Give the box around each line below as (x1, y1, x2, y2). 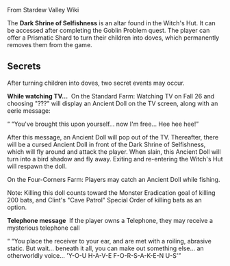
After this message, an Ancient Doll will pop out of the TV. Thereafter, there (7, 133, 219, 141)
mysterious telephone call (7, 224, 80, 232)
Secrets (7, 61, 41, 72)
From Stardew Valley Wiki (7, 6, 79, 14)
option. (7, 203, 27, 211)
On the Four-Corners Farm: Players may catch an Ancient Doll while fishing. (7, 175, 220, 183)
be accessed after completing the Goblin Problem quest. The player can (7, 27, 210, 34)
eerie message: (7, 106, 51, 115)
